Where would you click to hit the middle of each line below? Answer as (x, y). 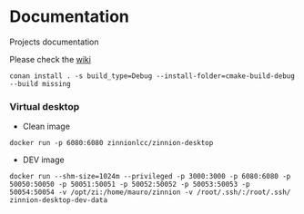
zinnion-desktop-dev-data (58, 200)
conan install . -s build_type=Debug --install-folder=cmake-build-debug (152, 76)
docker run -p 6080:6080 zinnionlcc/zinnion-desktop (111, 143)
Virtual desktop (45, 106)
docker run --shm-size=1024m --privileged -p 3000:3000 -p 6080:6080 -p (150, 177)
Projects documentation (54, 42)
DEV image (44, 160)
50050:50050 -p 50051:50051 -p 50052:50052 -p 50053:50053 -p (130, 185)
